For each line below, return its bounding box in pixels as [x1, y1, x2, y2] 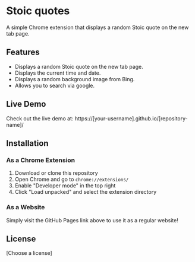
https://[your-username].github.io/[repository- [74, 114, 188, 122]
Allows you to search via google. [14, 82, 95, 89]
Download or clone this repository [14, 170, 98, 177]
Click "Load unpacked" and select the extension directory [14, 188, 157, 196]
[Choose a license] [6, 250, 52, 257]
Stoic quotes [6, 4, 70, 18]
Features [6, 47, 40, 57]
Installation [6, 138, 49, 148]
